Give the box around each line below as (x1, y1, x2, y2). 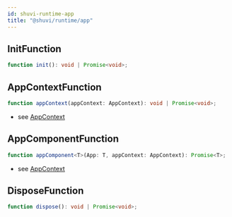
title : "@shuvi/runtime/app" (7, 17, 93, 24)
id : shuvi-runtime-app (7, 10, 74, 18)
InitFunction (7, 43, 62, 55)
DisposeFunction (7, 185, 84, 197)
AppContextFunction (7, 81, 102, 93)
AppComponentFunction (7, 133, 119, 145)
